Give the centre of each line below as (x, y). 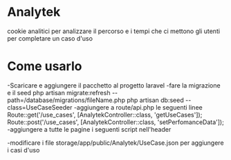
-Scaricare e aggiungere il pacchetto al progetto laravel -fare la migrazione (114, 85)
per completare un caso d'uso (50, 38)
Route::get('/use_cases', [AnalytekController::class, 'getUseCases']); (105, 114)
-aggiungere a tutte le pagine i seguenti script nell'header (89, 129)
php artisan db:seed (156, 100)
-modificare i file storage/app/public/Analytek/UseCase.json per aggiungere (115, 143)
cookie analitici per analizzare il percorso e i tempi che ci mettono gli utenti (113, 31)
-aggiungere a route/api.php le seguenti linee (138, 107)
